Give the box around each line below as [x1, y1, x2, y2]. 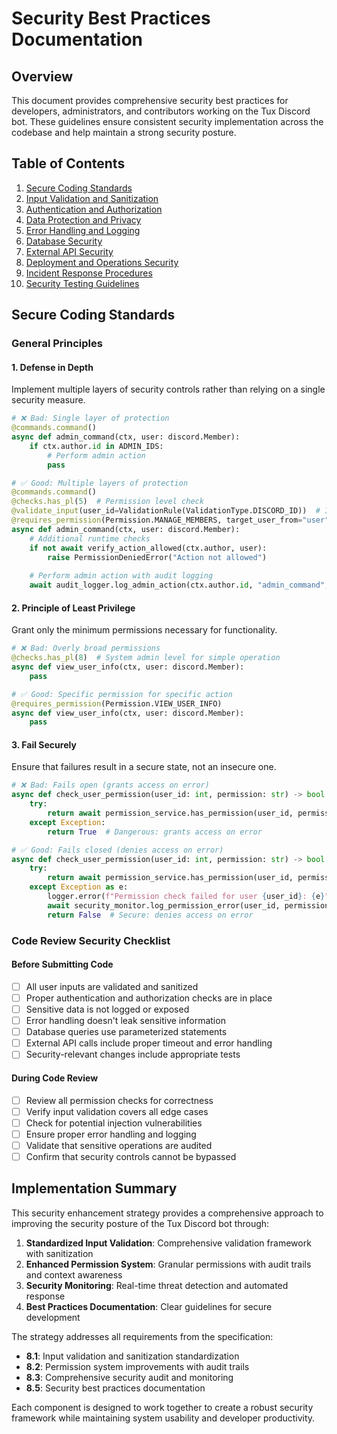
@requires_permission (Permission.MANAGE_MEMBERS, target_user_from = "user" [11, 515, 330, 526]
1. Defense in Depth [11, 361, 94, 373]
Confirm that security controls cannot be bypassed [25, 1150, 237, 1162]
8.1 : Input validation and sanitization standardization [25, 1350, 240, 1362]
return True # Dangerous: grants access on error [47, 827, 263, 837]
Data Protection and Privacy [25, 213, 142, 226]
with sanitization [25, 1247, 94, 1259]
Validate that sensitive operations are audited [25, 1139, 213, 1151]
